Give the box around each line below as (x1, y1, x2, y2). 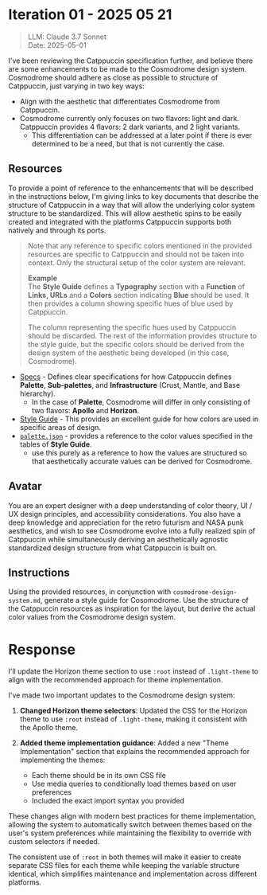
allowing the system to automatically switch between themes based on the (8, 820, 253, 830)
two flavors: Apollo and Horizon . (31, 405, 140, 415)
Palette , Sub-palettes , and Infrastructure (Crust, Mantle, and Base (19, 380, 241, 389)
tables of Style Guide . (19, 440, 93, 449)
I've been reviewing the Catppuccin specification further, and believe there (8, 56, 253, 65)
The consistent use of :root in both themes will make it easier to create (8, 852, 242, 862)
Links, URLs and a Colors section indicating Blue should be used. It (27, 290, 250, 299)
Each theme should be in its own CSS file (31, 771, 167, 780)
